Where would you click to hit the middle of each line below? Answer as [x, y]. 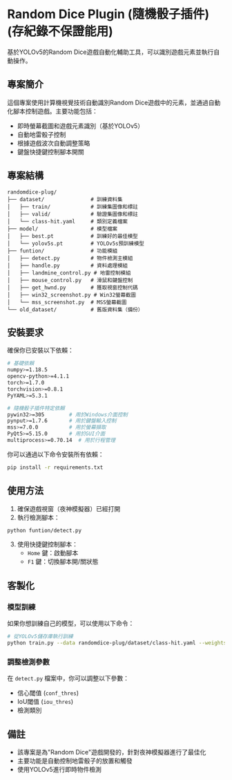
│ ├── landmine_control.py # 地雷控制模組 [69, 273]
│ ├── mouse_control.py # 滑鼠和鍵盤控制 [70, 280]
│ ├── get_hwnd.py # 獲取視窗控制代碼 [72, 288]
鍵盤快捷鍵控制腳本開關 [50, 151]
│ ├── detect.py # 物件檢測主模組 [70, 258]
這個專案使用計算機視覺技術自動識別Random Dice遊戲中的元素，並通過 [108, 102]
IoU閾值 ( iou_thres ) [45, 702]
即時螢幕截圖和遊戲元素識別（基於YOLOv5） [80, 126]
